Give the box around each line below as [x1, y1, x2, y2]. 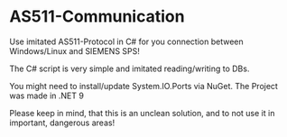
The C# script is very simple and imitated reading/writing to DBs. [9, 63, 250, 74]
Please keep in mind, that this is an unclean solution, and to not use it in [9, 107, 275, 118]
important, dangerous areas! [9, 117, 116, 128]
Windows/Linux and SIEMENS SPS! [9, 45, 140, 56]
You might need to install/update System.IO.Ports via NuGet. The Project [9, 80, 278, 91]
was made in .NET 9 [9, 90, 84, 101]
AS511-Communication [9, 6, 185, 27]
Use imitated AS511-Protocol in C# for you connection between [9, 36, 244, 47]
